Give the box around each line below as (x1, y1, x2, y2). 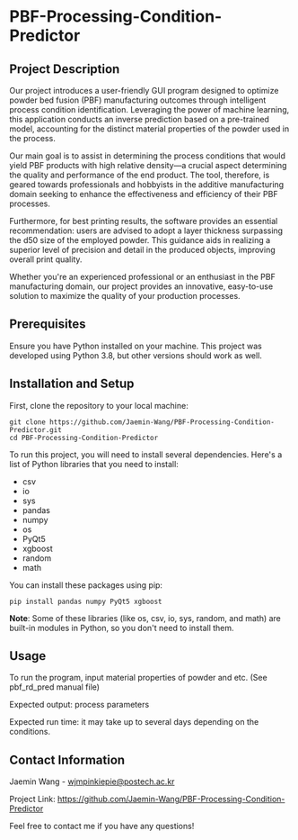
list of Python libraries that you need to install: (9, 458, 180, 469)
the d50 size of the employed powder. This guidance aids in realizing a (9, 235, 271, 245)
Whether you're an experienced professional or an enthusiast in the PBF (9, 272, 276, 282)
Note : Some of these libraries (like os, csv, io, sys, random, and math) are (9, 612, 281, 623)
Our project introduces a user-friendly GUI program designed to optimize (9, 86, 279, 95)
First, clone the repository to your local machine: (9, 400, 188, 411)
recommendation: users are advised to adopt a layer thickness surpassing (9, 225, 284, 236)
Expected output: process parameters (9, 700, 150, 710)
